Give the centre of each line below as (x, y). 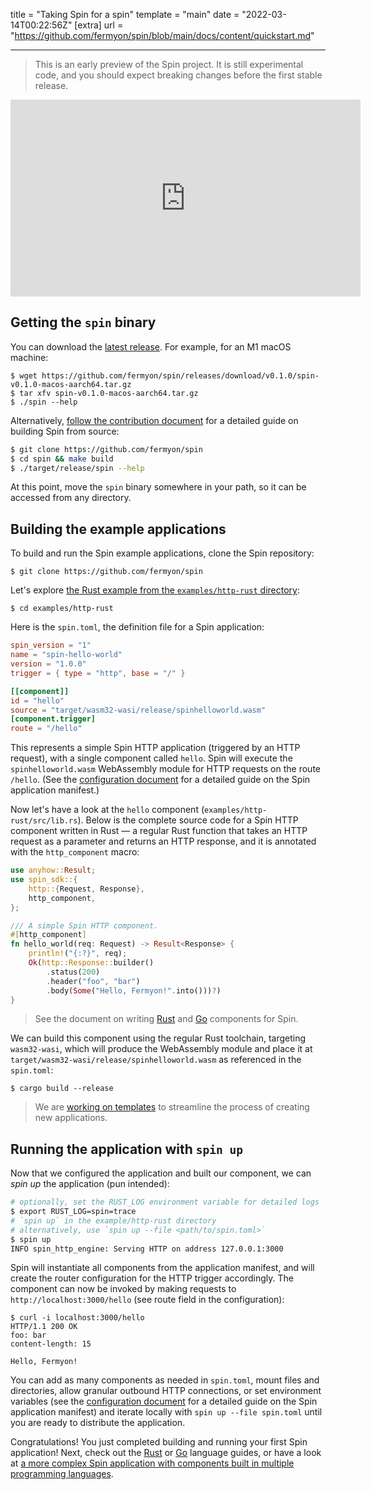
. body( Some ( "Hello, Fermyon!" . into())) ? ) (134, 990)
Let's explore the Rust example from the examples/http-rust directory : (155, 590)
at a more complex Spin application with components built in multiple (152, 1463)
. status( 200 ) (73, 972)
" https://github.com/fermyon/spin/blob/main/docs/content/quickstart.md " (162, 35)
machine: (29, 357)
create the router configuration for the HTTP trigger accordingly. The (152, 1278)
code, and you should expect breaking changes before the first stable (178, 75)
